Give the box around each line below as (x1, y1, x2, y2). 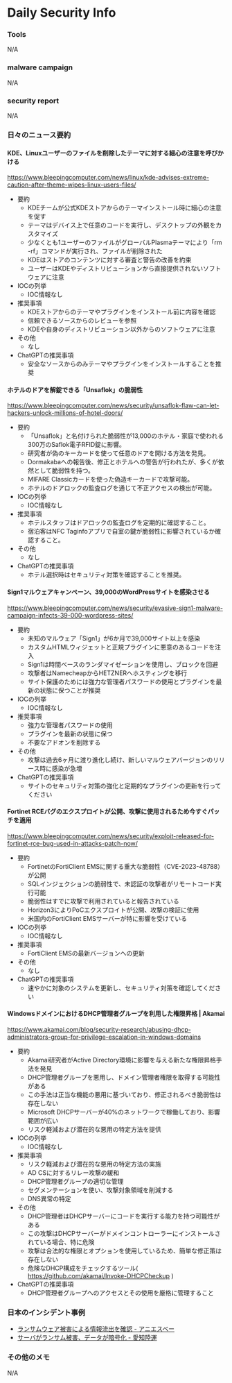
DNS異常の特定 (27, 1195, 71, 1203)
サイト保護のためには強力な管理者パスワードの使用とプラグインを (27, 677, 216, 686)
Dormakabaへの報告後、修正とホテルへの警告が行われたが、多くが (27, 458, 218, 466)
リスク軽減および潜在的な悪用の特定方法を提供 (27, 1126, 161, 1134)
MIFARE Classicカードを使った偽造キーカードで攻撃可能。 (27, 475, 194, 484)
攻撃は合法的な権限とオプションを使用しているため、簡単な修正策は (27, 1247, 222, 1255)
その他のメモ (7, 1352, 51, 1362)
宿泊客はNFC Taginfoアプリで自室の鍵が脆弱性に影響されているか (27, 527, 215, 536)
